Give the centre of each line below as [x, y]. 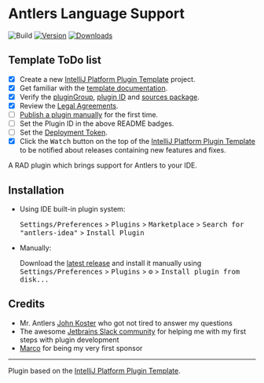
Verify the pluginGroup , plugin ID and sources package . [110, 97]
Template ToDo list [55, 60]
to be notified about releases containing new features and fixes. [123, 150]
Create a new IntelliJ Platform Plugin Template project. [107, 79]
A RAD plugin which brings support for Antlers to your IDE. [103, 165]
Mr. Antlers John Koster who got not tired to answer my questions [126, 322]
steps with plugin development [69, 340]
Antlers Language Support [96, 14]
